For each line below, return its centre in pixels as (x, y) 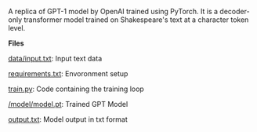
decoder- (234, 11)
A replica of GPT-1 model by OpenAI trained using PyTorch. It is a (113, 11)
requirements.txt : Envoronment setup (68, 73)
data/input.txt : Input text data (55, 59)
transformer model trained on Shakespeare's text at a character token (136, 20)
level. (17, 28)
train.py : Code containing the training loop (76, 89)
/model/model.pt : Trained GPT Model (68, 104)
